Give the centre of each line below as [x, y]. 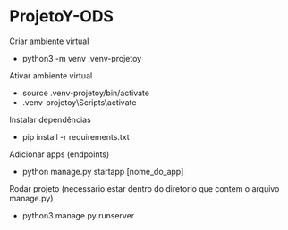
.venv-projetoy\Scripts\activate [79, 102]
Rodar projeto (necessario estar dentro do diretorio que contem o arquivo [144, 188]
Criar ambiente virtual [49, 41]
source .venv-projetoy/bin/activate [86, 93]
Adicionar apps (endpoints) [59, 154]
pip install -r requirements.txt [76, 136]
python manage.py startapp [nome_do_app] [103, 171]
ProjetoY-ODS [62, 16]
